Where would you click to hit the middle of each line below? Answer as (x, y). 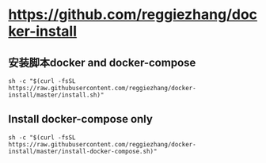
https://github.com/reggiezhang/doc (133, 15)
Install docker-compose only (80, 119)
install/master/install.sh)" (56, 95)
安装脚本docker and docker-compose (102, 62)
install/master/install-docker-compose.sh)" (83, 151)
